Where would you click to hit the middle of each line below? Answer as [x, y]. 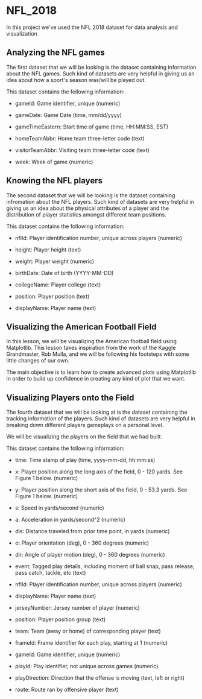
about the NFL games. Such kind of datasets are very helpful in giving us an [100, 74]
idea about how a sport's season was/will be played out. [76, 80]
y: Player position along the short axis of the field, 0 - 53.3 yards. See [101, 490]
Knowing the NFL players [54, 181]
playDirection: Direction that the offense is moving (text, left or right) [100, 678]
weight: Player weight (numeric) [55, 261]
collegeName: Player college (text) [58, 285]
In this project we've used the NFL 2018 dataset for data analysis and [92, 27]
